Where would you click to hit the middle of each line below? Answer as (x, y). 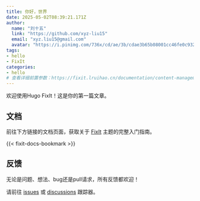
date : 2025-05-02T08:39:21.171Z (46, 17)
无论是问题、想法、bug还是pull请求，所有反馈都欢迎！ (73, 179)
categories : (21, 67)
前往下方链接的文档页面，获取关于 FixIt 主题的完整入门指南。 (81, 131)
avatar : (21, 45)
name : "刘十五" (29, 28)
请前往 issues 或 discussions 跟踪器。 (52, 191)
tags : (13, 51)
